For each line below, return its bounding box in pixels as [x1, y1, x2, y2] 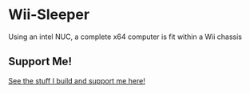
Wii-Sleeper [8, 6, 90, 24]
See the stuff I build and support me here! [8, 76, 145, 85]
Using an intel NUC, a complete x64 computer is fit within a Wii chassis [8, 32, 242, 41]
